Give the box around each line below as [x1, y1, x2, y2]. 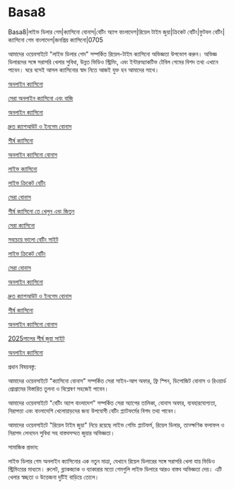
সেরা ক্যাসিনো [8, 220, 35, 230]
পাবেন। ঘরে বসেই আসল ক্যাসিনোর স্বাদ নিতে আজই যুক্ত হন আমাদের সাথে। [8, 65, 160, 74]
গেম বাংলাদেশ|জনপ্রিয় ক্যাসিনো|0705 [25, 35, 103, 44]
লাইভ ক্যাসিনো [8, 164, 37, 173]
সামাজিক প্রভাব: [8, 442, 40, 451]
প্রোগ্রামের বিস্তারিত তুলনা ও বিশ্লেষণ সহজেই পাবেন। [8, 384, 109, 393]
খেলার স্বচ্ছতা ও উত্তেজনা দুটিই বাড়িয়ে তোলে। [8, 473, 100, 481]
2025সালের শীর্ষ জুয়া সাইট [8, 334, 65, 343]
